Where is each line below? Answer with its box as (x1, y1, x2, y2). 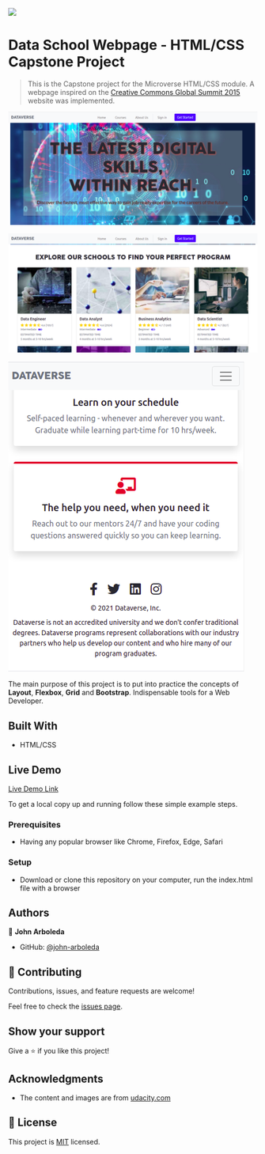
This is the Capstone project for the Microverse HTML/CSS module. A (27, 79, 255, 89)
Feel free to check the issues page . (8, 1001, 123, 1012)
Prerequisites (8, 819, 61, 830)
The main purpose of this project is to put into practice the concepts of (8, 679, 239, 689)
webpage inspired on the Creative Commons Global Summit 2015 (27, 87, 240, 96)
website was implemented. (27, 96, 115, 105)
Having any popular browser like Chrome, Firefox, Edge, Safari (19, 837, 223, 846)
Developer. (8, 696, 44, 706)
